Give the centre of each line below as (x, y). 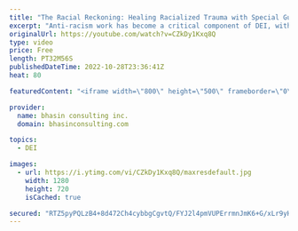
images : (24, 164)
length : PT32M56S (41, 59)
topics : (24, 140)
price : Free (31, 51)
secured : (25, 213)
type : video (31, 42)
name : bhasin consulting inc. (73, 115)
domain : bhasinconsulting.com (73, 124)
